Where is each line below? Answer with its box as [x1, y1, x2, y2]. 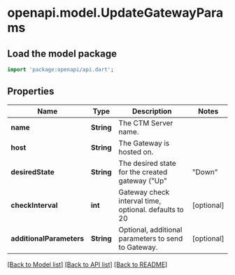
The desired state [118, 158, 176, 168]
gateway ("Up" [118, 176, 168, 185]
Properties [7, 85, 55, 97]
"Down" [192, 167, 218, 176]
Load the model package [7, 48, 117, 59]
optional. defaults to [118, 204, 184, 214]
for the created [118, 167, 168, 176]
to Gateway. [118, 242, 158, 252]
